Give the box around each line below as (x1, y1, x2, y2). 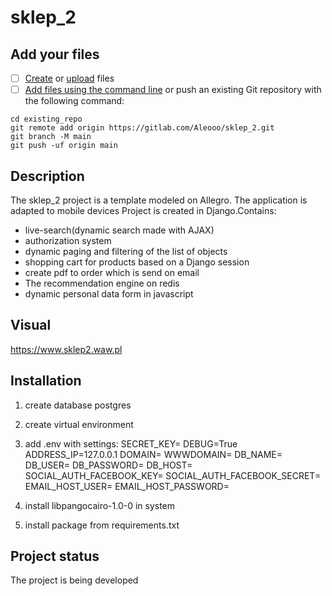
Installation (10, 372, 82, 390)
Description (10, 167, 85, 185)
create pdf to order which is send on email (24, 266, 200, 278)
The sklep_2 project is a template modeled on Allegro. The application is (10, 194, 308, 206)
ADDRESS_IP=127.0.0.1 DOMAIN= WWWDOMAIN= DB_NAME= (24, 448, 283, 460)
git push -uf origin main (10, 141, 118, 151)
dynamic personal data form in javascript (24, 287, 194, 300)
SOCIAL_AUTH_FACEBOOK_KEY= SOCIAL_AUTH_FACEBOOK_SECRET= (24, 469, 322, 481)
